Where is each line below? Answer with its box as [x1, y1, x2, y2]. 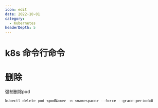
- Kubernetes [9, 20, 36, 26]
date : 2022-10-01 [5, 12, 40, 17]
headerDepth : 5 [5, 25, 36, 30]
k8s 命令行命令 [5, 48, 65, 59]
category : [5, 16, 25, 21]
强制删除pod [5, 89, 30, 95]
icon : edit [5, 7, 27, 12]
